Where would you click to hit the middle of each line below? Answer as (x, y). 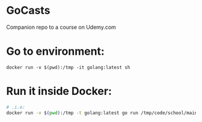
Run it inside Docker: (59, 91)
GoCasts (28, 11)
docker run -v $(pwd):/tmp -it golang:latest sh (68, 67)
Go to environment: (56, 51)
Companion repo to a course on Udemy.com (61, 27)
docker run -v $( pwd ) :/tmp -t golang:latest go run (72, 113)
